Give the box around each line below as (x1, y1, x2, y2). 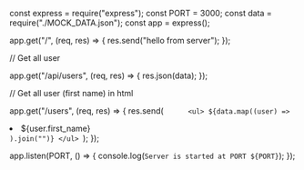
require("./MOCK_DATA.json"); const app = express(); (9, 17, 211, 28)
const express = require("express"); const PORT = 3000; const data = (9, 8, 273, 18)
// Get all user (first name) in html (9, 88, 134, 98)
